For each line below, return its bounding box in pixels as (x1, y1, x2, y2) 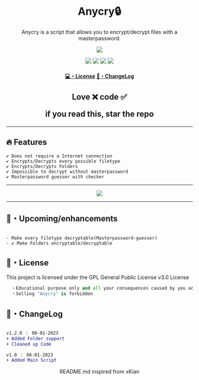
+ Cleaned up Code (6, 341, 52, 347)
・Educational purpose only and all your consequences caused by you (11, 286, 186, 292)
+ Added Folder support (6, 335, 65, 341)
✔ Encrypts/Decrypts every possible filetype (6, 158, 120, 164)
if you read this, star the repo (45, 109, 154, 119)
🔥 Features (6, 137, 47, 147)
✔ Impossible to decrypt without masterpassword (6, 169, 129, 175)
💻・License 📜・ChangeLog (65, 72, 134, 80)
